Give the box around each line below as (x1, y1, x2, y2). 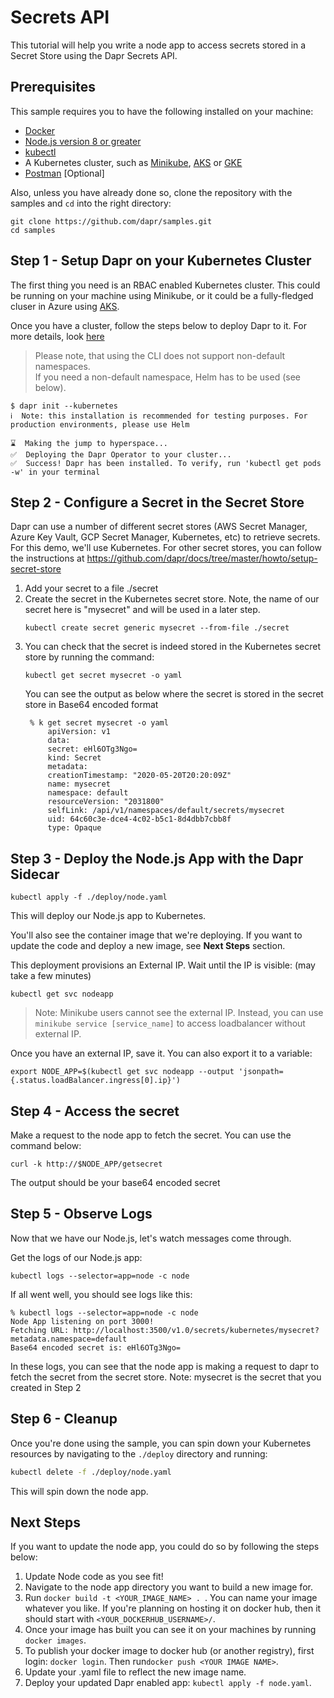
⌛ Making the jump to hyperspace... (10, 438, 169, 448)
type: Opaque (47, 823, 102, 833)
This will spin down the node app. (10, 1485, 149, 1497)
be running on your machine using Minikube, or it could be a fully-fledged (10, 289, 314, 301)
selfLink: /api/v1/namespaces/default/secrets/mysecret (47, 806, 286, 816)
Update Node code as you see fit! (24, 1571, 164, 1583)
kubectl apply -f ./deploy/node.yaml (10, 892, 168, 903)
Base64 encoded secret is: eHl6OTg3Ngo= (10, 1342, 182, 1353)
